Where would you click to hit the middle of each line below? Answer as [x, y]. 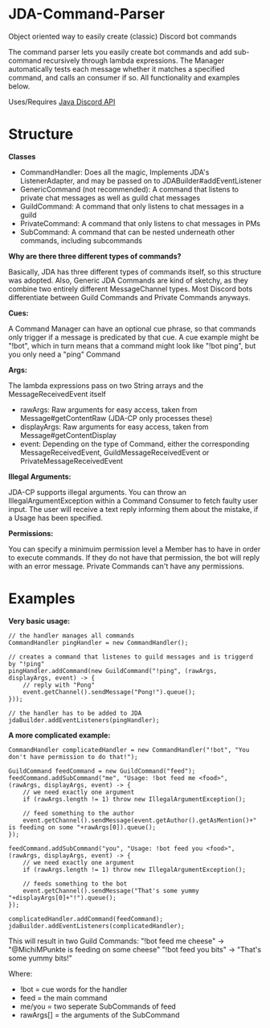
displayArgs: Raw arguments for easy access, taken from [114, 427]
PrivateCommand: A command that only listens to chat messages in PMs [140, 223]
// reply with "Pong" [59, 685]
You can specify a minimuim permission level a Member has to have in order [135, 549]
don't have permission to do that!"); [73, 757]
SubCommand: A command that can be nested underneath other [127, 232]
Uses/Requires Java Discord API [62, 101]
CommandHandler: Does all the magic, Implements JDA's [115, 172]
